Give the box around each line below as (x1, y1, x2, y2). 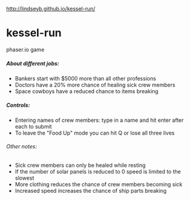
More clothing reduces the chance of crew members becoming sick (14, 181, 183, 188)
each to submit (14, 123, 52, 130)
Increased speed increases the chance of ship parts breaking (14, 187, 167, 195)
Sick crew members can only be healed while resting (14, 162, 146, 169)
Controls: (6, 102, 31, 109)
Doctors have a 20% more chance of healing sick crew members (14, 81, 176, 88)
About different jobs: (6, 59, 60, 67)
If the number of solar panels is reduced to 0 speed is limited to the (14, 168, 181, 175)
